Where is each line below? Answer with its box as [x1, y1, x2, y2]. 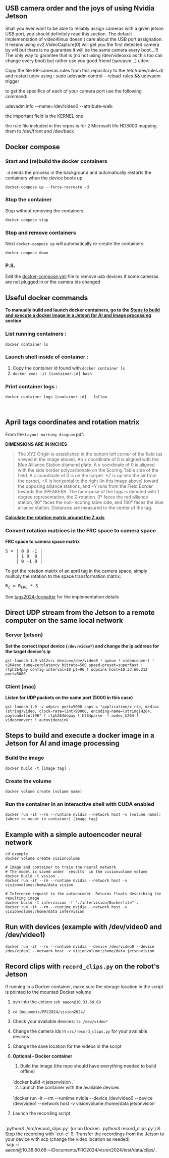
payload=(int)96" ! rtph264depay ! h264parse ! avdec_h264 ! [5, 713, 139, 718]
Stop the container [5, 196, 52, 203]
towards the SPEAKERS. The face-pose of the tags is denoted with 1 [17, 488, 160, 494]
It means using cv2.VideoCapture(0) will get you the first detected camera [5, 41, 160, 48]
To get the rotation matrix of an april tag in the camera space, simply [5, 568, 148, 574]
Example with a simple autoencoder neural [5, 830, 142, 839]
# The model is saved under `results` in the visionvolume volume [5, 869, 148, 874]
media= [145, 704, 159, 709]
